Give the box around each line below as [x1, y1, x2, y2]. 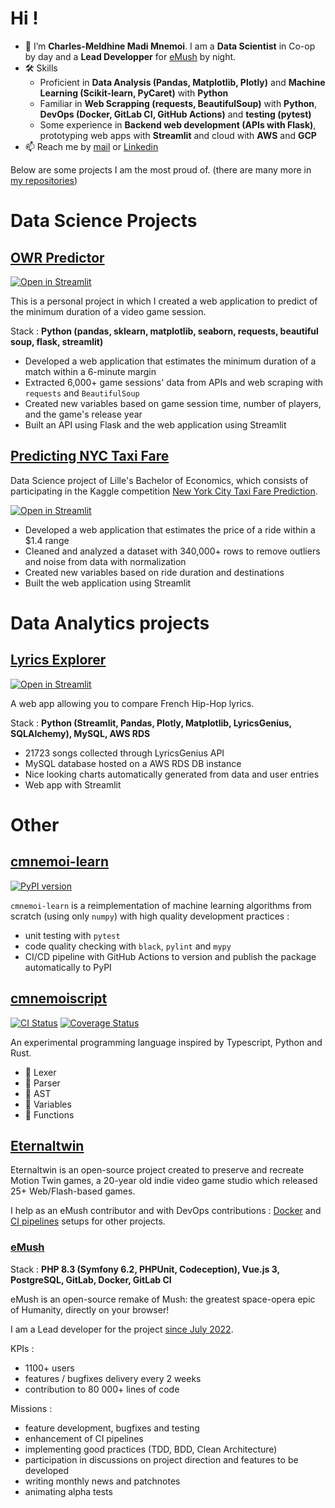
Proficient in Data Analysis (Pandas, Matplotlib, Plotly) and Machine [39, 76, 326, 88]
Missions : [10, 1402, 53, 1414]
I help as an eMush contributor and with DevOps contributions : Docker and [10, 1205, 322, 1217]
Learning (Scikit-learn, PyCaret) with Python [39, 87, 229, 99]
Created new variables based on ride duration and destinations [24, 566, 285, 578]
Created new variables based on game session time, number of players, [24, 397, 322, 409]
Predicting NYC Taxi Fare [10, 448, 170, 465]
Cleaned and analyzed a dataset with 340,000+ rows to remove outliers [24, 545, 321, 557]
